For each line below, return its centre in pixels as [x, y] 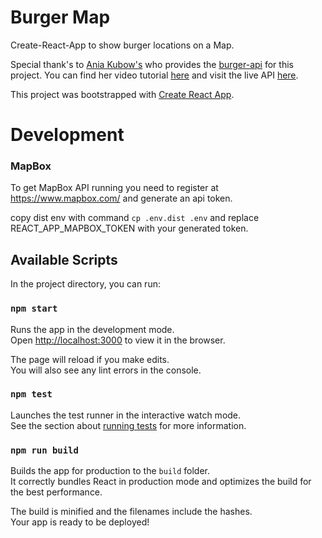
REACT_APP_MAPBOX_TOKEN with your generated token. [129, 228]
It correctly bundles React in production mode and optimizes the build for [161, 482]
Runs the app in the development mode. [92, 329]
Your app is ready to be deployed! [80, 522]
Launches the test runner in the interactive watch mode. [126, 415]
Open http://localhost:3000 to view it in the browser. [118, 340]
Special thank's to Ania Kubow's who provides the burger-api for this [152, 64]
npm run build [44, 450]
